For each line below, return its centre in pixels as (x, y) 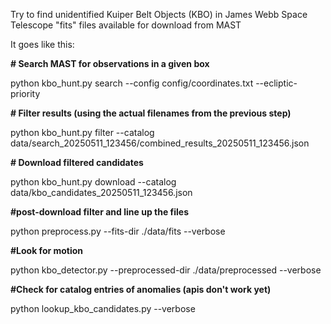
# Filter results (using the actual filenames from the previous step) (151, 113)
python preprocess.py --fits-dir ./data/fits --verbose (118, 231)
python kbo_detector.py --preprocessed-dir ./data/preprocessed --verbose (166, 270)
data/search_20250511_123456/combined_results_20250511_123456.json (160, 143)
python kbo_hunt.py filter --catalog (82, 132)
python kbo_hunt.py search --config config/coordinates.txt (132, 83)
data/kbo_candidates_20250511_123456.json (101, 192)
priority (25, 93)
